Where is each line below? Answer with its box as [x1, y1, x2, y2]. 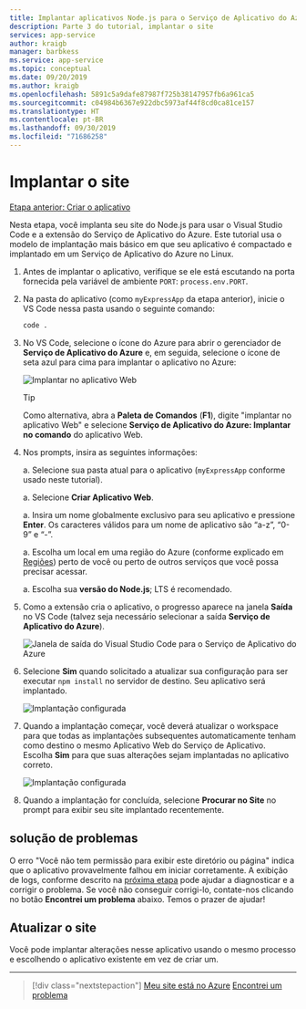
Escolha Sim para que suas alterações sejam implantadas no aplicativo [22, 749, 290, 760]
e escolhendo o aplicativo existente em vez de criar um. [9, 954, 219, 965]
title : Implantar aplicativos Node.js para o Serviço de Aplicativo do [9, 13, 287, 23]
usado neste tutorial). [22, 473, 103, 484]
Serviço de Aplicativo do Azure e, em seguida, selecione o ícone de [22, 347, 280, 358]
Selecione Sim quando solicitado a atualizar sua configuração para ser [22, 665, 289, 676]
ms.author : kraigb [9, 81, 79, 90]
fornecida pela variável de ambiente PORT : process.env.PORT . [22, 276, 249, 286]
